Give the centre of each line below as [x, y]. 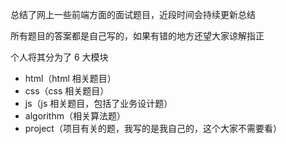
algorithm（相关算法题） [75, 116]
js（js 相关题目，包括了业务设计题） [98, 103]
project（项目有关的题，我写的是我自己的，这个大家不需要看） [153, 128]
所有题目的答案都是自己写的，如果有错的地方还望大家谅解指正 [137, 36]
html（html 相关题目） [70, 78]
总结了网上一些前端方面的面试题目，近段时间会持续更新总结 [133, 14]
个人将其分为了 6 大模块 [59, 57]
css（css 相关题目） [67, 91]
